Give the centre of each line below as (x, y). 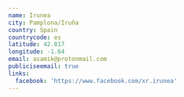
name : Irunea (29, 15)
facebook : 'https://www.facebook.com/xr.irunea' (96, 81)
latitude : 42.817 (37, 45)
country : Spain (33, 30)
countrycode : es (35, 37)
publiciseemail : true (44, 66)
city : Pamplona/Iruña (44, 23)
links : (19, 74)
